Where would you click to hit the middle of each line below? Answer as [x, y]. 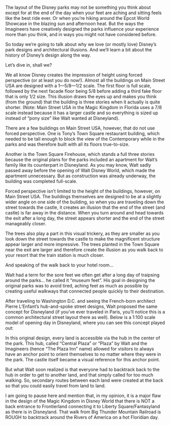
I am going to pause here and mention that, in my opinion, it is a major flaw [83, 395]
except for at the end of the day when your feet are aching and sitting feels [83, 13]
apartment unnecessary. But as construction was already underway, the [80, 176]
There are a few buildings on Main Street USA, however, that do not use [80, 128]
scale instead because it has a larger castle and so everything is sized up [82, 113]
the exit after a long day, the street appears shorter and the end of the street [85, 218]
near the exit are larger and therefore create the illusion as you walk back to [84, 250]
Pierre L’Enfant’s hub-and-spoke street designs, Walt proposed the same [81, 306]
